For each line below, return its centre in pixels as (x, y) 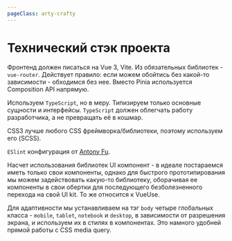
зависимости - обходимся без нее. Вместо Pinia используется (100, 82)
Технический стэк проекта (89, 47)
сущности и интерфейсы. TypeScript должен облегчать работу (100, 110)
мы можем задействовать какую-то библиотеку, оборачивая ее (102, 179)
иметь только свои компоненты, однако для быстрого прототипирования (116, 172)
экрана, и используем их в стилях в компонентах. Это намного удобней (114, 222)
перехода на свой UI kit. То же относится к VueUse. (84, 194)
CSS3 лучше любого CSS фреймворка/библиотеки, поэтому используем (115, 131)
